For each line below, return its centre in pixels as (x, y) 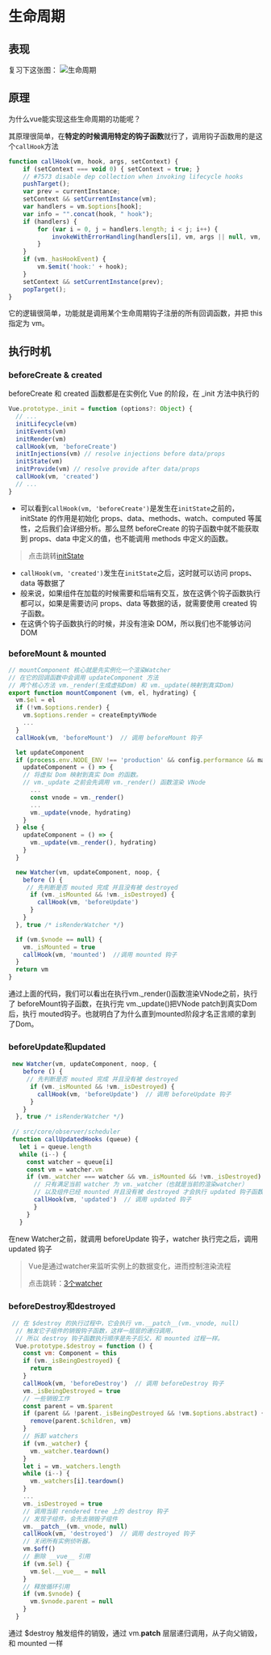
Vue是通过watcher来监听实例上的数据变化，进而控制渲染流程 (129, 1266)
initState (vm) (39, 462)
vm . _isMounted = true (59, 947)
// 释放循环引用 (46, 1586)
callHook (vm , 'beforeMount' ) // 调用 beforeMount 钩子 (109, 738)
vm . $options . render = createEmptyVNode (90, 715)
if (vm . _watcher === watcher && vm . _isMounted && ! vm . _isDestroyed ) (144, 1177)
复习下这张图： (33, 70)
